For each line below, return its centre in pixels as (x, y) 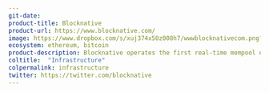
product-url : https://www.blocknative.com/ (82, 30)
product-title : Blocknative (55, 23)
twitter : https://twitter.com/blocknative (80, 75)
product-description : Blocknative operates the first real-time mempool (132, 53)
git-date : (25, 16)
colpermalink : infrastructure (59, 68)
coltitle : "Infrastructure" (57, 61)
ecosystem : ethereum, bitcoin (59, 46)
